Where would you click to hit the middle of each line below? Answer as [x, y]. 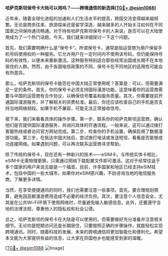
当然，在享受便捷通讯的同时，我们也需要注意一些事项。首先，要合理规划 [79, 190]
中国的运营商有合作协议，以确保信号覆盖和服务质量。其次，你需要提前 [86, 96]
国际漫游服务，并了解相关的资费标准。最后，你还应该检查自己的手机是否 [84, 102]
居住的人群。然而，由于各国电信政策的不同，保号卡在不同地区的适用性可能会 [84, 66]
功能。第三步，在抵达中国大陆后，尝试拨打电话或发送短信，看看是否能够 [84, 137]
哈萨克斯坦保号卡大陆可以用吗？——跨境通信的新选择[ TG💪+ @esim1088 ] [81, 8]
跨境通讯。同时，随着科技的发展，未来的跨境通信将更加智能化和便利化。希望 [84, 232]
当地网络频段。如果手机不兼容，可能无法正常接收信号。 [66, 108]
